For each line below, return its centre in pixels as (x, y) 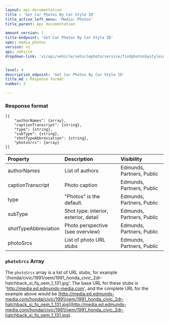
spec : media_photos (26, 43)
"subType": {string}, (37, 134)
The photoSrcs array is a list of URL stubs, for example (61, 272)
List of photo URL (85, 240)
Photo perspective (86, 225)
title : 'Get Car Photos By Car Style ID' (50, 15)
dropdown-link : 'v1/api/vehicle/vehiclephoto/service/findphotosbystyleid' (86, 56)
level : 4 (14, 70)
